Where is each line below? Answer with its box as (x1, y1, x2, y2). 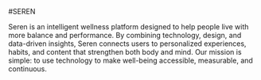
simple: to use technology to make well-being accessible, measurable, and (8, 55, 253, 65)
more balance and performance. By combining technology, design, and (8, 31, 242, 40)
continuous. (8, 64, 48, 74)
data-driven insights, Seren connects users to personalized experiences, (8, 39, 247, 48)
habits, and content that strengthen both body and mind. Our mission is (8, 48, 242, 56)
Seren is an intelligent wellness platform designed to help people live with (8, 22, 249, 31)
